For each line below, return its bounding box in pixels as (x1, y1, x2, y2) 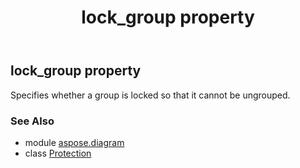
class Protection (24, 147, 92, 159)
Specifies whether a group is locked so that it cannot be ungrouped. (10, 89, 291, 101)
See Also (10, 114, 55, 128)
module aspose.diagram (24, 136, 125, 148)
